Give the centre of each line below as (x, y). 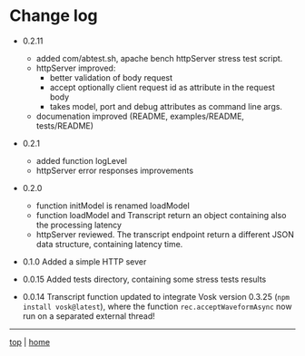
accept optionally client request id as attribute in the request (162, 87)
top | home (30, 342)
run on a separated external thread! (89, 316)
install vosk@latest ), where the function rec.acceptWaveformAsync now (157, 306)
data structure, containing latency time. (109, 244)
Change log (54, 16)
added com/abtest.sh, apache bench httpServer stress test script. (159, 58)
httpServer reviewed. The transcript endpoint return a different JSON (165, 234)
